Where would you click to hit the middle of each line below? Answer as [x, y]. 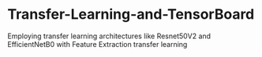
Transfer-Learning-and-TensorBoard [131, 14]
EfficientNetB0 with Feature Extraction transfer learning [97, 44]
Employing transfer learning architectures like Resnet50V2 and [109, 36]
